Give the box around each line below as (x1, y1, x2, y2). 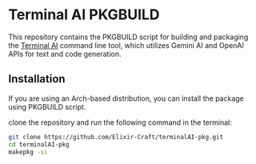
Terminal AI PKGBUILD (8, 6, 160, 24)
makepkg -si (8, 148, 48, 156)
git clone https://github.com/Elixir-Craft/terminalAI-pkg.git (8, 133, 224, 141)
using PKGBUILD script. (8, 102, 86, 111)
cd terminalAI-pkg (8, 140, 70, 149)
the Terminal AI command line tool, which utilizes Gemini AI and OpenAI (8, 40, 244, 50)
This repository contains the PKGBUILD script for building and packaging (8, 32, 249, 42)
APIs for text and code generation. (8, 49, 122, 58)
